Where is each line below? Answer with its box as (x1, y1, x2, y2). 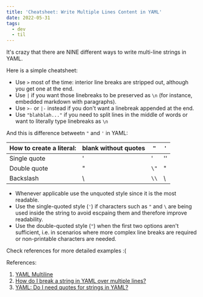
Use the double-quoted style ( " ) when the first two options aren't (15, 222, 179, 230)
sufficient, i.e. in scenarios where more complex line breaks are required (15, 229, 197, 236)
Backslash (9, 174, 39, 183)
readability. (15, 216, 44, 223)
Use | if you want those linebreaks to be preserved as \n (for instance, (15, 92, 193, 99)
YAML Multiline (15, 271, 54, 278)
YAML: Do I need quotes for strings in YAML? (15, 284, 129, 291)
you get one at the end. (15, 85, 74, 92)
